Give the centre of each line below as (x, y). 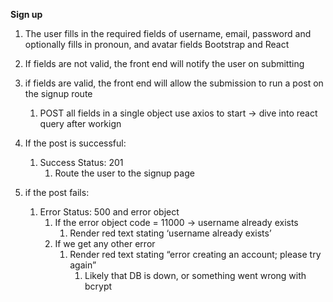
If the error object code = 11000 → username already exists (176, 222)
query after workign (80, 123)
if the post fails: (57, 192)
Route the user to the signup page (124, 173)
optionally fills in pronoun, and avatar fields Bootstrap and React (157, 44)
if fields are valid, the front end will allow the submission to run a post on (174, 83)
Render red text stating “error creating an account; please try (195, 254)
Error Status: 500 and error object (109, 212)
